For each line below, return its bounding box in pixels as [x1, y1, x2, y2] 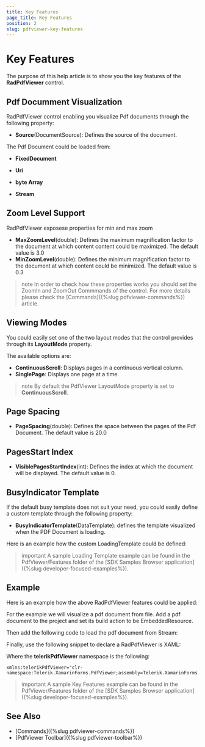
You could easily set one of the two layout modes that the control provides [6, 333, 193, 341]
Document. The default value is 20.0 [15, 429, 107, 437]
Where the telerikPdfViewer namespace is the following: [6, 652, 150, 660]
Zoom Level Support [6, 208, 85, 219]
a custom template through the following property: [6, 510, 133, 517]
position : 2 [6, 20, 37, 26]
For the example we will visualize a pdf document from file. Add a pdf [6, 610, 181, 618]
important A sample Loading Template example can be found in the [21, 552, 190, 559]
